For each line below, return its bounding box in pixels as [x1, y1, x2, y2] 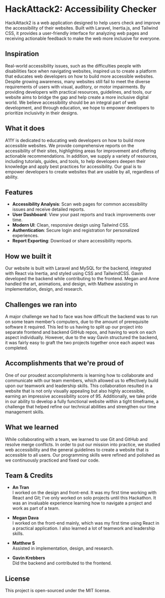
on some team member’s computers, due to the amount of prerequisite [5, 319, 149, 325]
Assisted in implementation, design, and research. [12, 545, 114, 551]
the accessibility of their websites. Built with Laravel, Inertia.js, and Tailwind [5, 25, 159, 31]
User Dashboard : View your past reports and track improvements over [12, 212, 156, 218]
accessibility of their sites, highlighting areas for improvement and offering [5, 148, 156, 154]
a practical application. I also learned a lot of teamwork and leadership [12, 526, 155, 532]
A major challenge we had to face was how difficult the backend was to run [5, 314, 158, 319]
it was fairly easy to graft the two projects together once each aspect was [5, 340, 155, 345]
